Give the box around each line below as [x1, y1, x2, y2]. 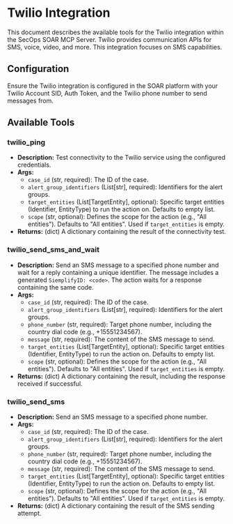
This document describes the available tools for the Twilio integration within [7, 28, 224, 36]
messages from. [7, 96, 54, 105]
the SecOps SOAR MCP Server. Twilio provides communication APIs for [7, 35, 212, 43]
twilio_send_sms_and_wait [7, 245, 99, 255]
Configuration [7, 63, 70, 75]
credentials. [17, 160, 51, 169]
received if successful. [17, 379, 83, 388]
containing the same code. [17, 283, 94, 291]
